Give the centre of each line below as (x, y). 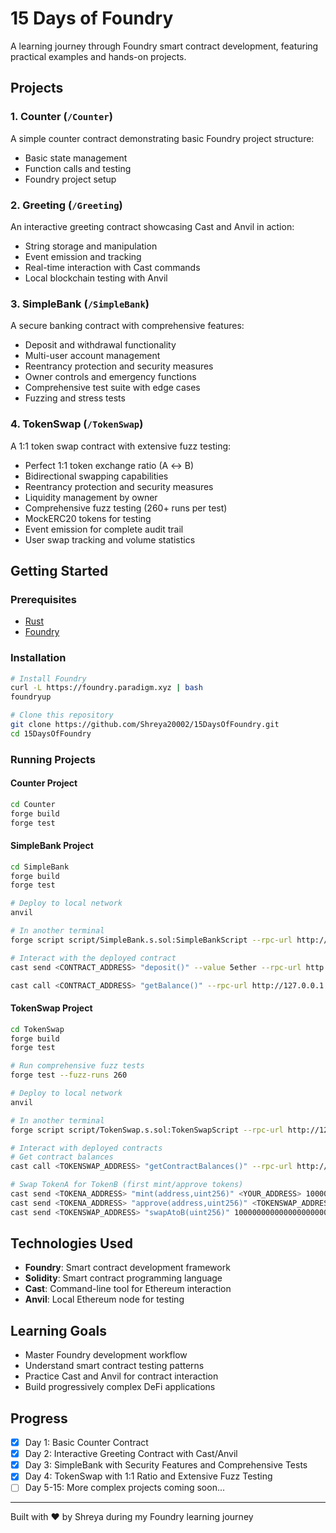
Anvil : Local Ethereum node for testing (104, 1299)
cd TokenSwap (37, 1029)
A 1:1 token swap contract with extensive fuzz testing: (121, 446)
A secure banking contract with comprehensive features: (127, 326)
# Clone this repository (62, 715)
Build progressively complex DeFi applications (120, 1387)
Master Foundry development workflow (106, 1355)
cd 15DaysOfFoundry (51, 733)
